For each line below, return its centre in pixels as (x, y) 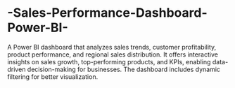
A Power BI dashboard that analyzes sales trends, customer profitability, (112, 47)
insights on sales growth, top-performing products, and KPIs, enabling (109, 61)
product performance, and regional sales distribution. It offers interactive (113, 54)
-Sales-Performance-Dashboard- (107, 13)
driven (17, 69)
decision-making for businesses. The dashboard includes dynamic (123, 69)
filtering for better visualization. (53, 76)
